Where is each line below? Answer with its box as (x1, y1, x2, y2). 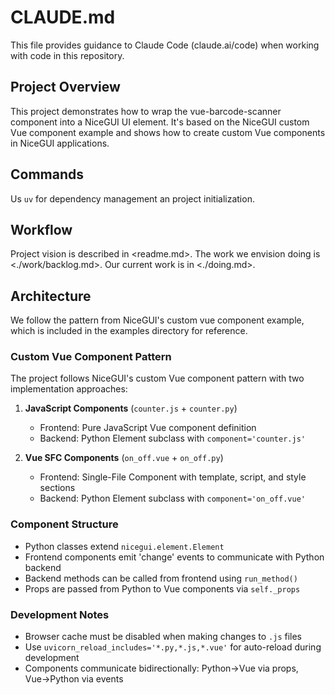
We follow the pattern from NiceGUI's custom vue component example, (10, 314, 305, 326)
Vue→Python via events (24, 673, 124, 685)
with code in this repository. (10, 49, 125, 61)
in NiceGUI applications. (10, 137, 110, 149)
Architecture (10, 287, 92, 305)
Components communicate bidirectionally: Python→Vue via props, (24, 662, 299, 675)
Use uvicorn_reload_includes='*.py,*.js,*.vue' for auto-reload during (24, 641, 322, 653)
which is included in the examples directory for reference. (10, 325, 248, 337)
